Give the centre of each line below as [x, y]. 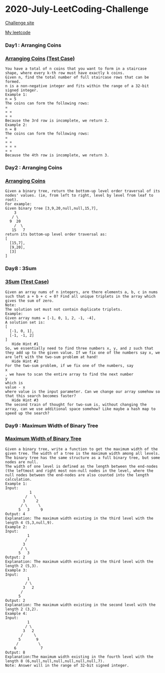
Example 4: [16, 613]
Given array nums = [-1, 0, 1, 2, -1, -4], [51, 318]
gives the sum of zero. [30, 301]
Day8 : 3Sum [21, 269]
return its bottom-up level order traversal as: [56, 234]
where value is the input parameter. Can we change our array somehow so [83, 392]
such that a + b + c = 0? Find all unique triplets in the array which [80, 296]
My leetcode [18, 32]
